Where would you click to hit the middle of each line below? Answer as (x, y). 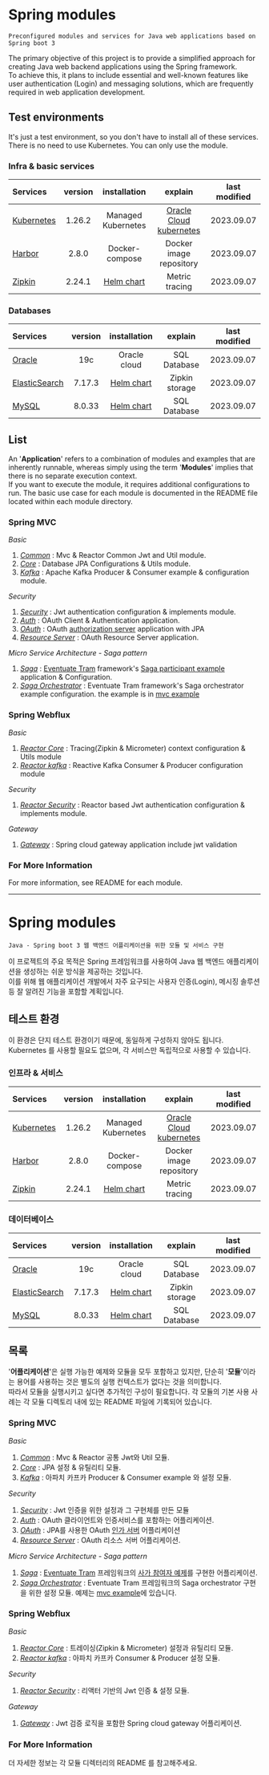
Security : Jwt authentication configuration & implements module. (128, 612)
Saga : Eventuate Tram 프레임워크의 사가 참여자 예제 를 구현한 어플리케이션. (139, 1572)
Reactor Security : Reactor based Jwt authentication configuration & (132, 805)
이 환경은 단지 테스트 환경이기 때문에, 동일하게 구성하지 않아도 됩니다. (116, 1040)
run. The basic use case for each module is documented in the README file (133, 493)
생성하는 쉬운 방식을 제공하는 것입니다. (83, 971)
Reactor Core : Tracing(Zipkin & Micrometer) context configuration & (132, 748)
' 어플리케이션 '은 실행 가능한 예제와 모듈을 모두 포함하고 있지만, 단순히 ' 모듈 (125, 1372)
